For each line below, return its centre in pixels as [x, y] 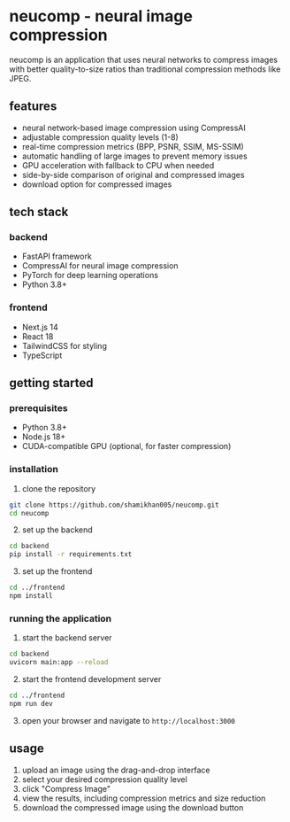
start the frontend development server [92, 679]
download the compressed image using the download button [133, 807]
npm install [31, 596]
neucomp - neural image [101, 16]
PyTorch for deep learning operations [90, 275]
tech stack [39, 212]
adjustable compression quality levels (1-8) [100, 137]
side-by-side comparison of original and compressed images [133, 174]
